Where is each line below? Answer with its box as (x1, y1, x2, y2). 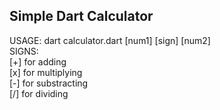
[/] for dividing (9, 87, 69, 99)
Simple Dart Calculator (9, 8, 154, 25)
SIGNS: (9, 45, 39, 57)
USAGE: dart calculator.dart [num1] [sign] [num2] (9, 34, 211, 46)
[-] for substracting (9, 77, 89, 89)
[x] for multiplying (9, 66, 83, 78)
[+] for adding (9, 55, 67, 68)
